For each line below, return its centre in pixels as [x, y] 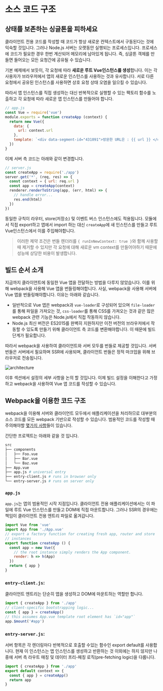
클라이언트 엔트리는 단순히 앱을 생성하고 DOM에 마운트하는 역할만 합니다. [74, 594]
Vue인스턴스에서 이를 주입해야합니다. [40, 231]
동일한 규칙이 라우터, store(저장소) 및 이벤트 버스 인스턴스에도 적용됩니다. [74, 218]
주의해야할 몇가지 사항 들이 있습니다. [39, 425]
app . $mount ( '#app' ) [25, 621]
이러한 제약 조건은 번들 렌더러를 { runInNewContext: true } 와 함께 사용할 [87, 241]
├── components [20, 450]
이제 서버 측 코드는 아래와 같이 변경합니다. [44, 159]
